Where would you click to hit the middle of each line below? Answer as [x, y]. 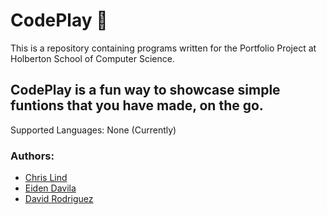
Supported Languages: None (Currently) [93, 130]
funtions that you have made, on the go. [137, 105]
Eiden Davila [50, 188]
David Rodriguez [59, 199]
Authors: [32, 156]
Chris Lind [46, 178]
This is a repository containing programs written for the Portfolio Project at [163, 48]
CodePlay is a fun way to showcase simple [145, 90]
